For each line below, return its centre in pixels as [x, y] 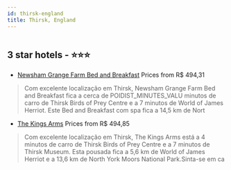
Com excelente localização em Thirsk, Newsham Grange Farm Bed [120, 88]
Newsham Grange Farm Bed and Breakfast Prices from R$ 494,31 [111, 75]
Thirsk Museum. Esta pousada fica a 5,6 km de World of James [115, 152]
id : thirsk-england [35, 13]
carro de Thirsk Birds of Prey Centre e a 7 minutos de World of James [124, 103]
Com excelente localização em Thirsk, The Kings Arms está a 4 [115, 137]
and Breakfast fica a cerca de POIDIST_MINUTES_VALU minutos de [120, 96]
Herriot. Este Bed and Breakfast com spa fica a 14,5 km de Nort [114, 111]
